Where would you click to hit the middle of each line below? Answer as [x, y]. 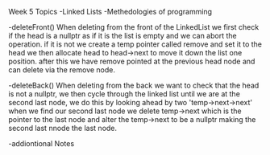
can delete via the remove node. [62, 70]
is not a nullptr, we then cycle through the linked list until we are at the [124, 94]
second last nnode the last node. [63, 128]
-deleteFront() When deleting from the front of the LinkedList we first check [134, 27]
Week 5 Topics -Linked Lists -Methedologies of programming [110, 12]
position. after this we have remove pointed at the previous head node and [132, 61]
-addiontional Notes [42, 143]
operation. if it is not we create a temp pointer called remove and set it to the [135, 44]
